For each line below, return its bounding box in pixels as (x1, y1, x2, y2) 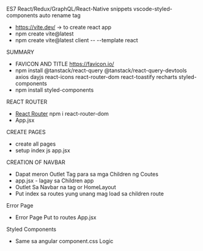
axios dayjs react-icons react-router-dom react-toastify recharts (15, 73, 177, 80)
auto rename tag (39, 12, 81, 19)
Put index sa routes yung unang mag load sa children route (15, 190, 164, 197)
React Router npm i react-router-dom (15, 110, 109, 117)
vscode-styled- (133, 6, 172, 12)
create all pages (15, 140, 56, 148)
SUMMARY (6, 48, 35, 56)
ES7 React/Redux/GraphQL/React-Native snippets (6, 6, 133, 12)
